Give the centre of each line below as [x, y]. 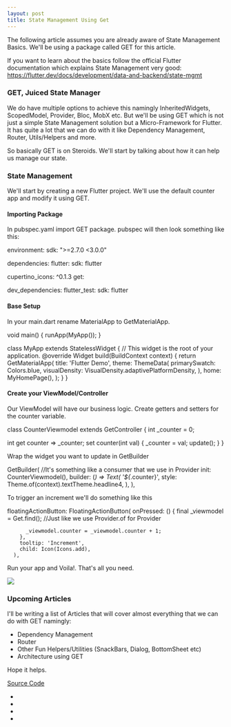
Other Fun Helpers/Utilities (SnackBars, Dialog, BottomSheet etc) [109, 649]
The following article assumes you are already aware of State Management [114, 39]
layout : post [26, 13]
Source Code [26, 683]
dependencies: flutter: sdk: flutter [54, 264]
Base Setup [24, 306]
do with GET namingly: [39, 621]
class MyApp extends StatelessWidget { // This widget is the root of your [110, 348]
